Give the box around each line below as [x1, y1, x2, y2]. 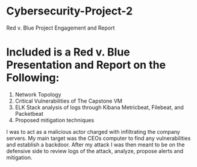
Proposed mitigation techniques [14, 116, 95, 124]
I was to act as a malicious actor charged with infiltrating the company [6, 128, 181, 135]
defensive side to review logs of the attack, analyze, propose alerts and [6, 147, 184, 154]
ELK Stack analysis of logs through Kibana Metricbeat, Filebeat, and [14, 104, 184, 111]
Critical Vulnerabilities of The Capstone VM [14, 97, 122, 104]
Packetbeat [14, 110, 44, 117]
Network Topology [14, 90, 61, 98]
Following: [6, 71, 60, 85]
